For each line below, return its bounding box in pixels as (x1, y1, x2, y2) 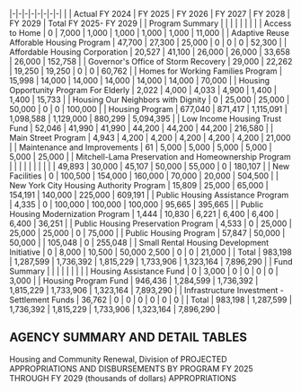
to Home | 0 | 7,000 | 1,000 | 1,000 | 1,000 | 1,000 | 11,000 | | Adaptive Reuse (9, 28, 290, 38)
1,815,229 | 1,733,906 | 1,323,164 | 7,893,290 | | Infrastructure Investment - (9, 285, 285, 295)
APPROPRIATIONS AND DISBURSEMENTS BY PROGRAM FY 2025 (9, 363, 253, 374)
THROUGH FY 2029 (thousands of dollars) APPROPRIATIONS (9, 372, 236, 383)
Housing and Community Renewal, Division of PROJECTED (9, 353, 227, 364)
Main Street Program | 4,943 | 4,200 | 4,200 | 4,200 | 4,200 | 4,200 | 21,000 (9, 133, 291, 143)
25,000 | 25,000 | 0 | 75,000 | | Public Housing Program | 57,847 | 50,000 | (9, 228, 286, 238)
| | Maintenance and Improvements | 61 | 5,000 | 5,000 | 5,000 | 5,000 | (9, 142, 272, 152)
